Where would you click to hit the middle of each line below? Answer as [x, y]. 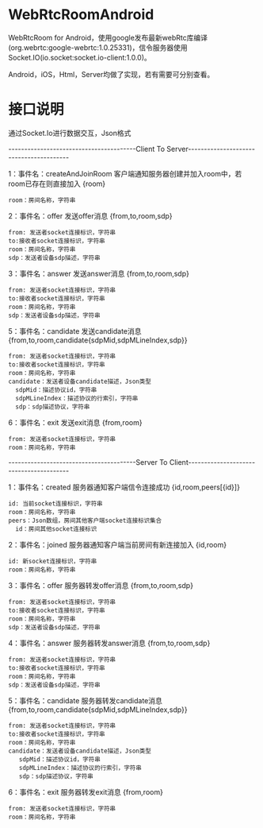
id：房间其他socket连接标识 [56, 529]
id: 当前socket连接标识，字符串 [55, 503]
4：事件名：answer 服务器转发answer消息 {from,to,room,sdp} [109, 643]
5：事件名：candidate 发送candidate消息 [75, 331]
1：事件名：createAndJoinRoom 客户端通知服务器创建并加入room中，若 [125, 173]
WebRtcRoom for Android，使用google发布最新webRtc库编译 [108, 37]
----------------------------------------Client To [86, 149]
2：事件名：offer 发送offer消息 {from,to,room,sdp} [90, 215]
